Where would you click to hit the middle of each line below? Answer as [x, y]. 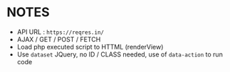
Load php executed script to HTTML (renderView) [90, 47]
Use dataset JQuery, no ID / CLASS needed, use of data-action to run [120, 54]
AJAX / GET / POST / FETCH [59, 39]
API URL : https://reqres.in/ [61, 32]
